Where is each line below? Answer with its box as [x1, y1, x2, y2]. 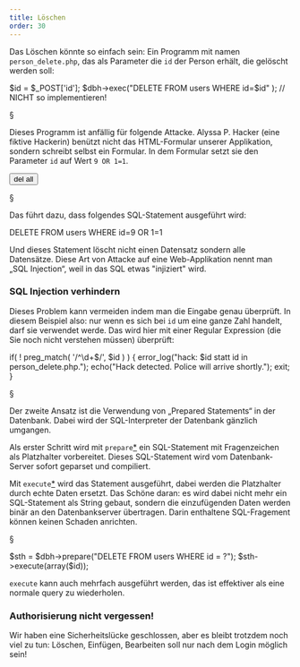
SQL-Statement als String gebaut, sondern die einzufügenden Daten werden [9, 497, 291, 508]
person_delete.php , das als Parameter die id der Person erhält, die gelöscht [9, 56, 288, 66]
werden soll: [9, 64, 55, 76]
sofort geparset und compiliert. [35, 460, 150, 471]
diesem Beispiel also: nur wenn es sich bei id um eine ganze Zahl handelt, [9, 315, 283, 326]
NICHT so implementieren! [9, 91, 107, 103]
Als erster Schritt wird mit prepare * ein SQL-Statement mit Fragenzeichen [9, 441, 279, 452]
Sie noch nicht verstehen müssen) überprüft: [9, 334, 175, 345]
